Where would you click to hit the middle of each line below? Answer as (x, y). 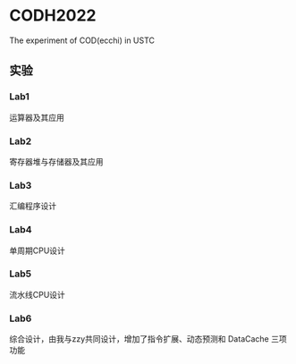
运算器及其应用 (37, 117)
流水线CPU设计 (37, 294)
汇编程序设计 (33, 206)
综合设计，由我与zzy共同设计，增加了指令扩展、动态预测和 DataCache (140, 339)
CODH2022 (53, 16)
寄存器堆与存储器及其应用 (56, 161)
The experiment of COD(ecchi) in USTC (82, 40)
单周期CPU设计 (37, 250)
